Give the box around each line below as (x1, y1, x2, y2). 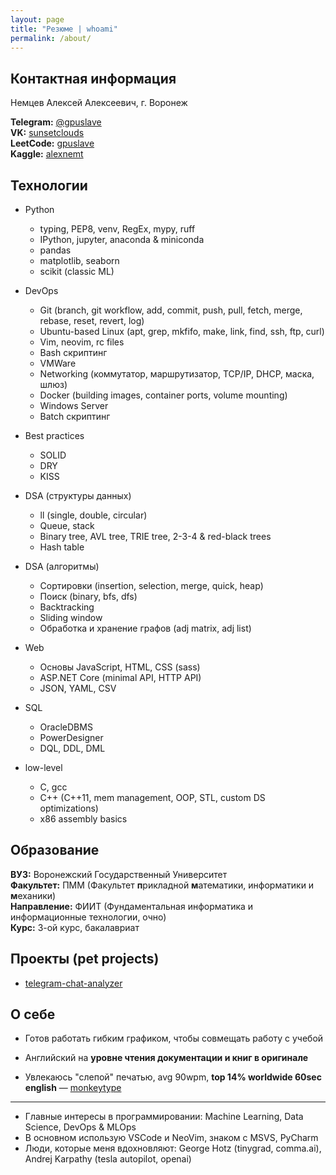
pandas (39, 244, 72, 256)
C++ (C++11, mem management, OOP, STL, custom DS (39, 792, 266, 803)
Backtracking (39, 601, 95, 613)
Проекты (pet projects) (10, 951, 160, 968)
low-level (24, 762, 63, 773)
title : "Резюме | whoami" (10, 24, 118, 34)
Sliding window (39, 612, 103, 623)
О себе (10, 1006, 56, 1023)
